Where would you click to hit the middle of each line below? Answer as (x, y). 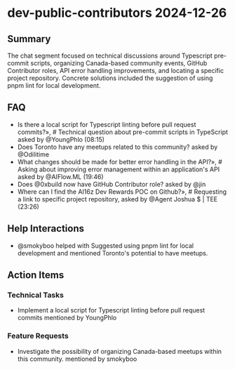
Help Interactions (46, 229)
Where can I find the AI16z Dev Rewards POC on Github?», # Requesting (122, 192)
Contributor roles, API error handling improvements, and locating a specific (116, 71)
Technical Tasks (36, 295)
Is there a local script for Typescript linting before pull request (107, 124)
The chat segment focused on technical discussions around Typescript (110, 55)
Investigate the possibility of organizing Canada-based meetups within (120, 351)
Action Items (36, 275)
